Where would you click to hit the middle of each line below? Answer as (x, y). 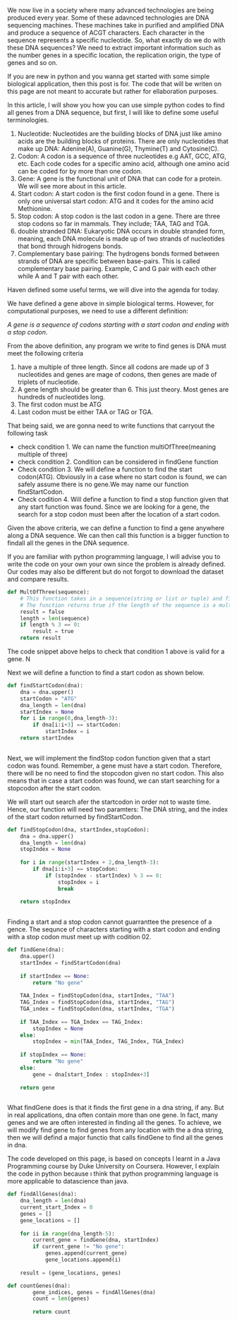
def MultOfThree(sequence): (49, 592)
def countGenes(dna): (39, 1286)
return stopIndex (45, 902)
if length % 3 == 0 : (50, 625)
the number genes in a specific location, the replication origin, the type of (114, 55)
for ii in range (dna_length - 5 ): (67, 1233)
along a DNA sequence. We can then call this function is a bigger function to (118, 535)
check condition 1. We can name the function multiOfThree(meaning (117, 447)
